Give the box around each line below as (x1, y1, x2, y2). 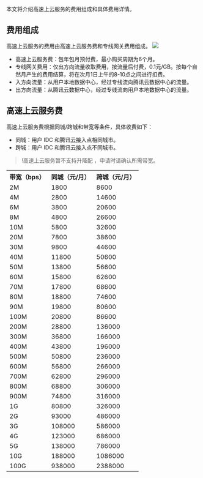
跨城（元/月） (96, 173, 136, 181)
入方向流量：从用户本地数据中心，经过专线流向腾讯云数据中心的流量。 (15, 78, 193, 86)
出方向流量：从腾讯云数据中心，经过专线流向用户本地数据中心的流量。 (15, 86, 193, 93)
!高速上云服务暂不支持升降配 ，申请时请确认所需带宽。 (21, 157, 159, 164)
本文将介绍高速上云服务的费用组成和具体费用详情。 (6, 6, 135, 12)
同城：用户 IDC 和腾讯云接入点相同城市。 (15, 136, 119, 143)
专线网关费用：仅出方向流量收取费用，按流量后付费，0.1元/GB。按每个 (15, 63, 193, 70)
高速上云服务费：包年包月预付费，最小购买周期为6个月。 (15, 55, 158, 62)
